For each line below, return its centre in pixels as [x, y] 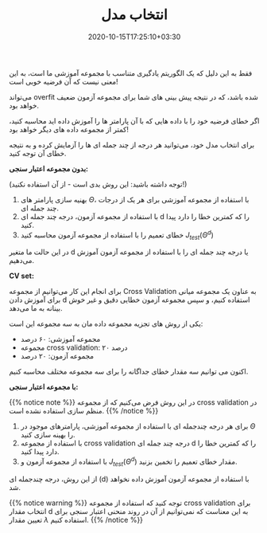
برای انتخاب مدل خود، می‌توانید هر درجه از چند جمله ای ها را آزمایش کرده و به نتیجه [132, 144]
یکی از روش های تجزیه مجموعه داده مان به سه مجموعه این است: [106, 323]
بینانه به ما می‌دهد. [36, 308]
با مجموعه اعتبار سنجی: [44, 387]
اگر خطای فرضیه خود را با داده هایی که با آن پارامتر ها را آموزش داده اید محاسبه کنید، [134, 120]
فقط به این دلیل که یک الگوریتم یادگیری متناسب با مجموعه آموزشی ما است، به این [131, 73]
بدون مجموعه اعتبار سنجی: [49, 168]
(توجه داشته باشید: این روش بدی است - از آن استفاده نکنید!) [98, 184]
